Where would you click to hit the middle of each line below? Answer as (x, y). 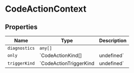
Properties (21, 27)
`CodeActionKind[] (61, 55)
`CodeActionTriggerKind (67, 63)
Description (113, 41)
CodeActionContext (46, 9)
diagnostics (21, 48)
